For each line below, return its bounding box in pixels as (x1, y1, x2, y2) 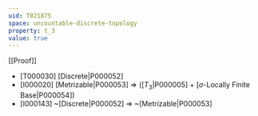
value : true (8, 34, 48, 42)
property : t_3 (8, 26, 56, 34)
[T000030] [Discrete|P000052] (19, 71, 124, 81)
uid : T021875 (8, 11, 52, 20)
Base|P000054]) (19, 90, 75, 100)
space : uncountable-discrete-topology (8, 19, 137, 27)
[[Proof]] (8, 56, 38, 66)
